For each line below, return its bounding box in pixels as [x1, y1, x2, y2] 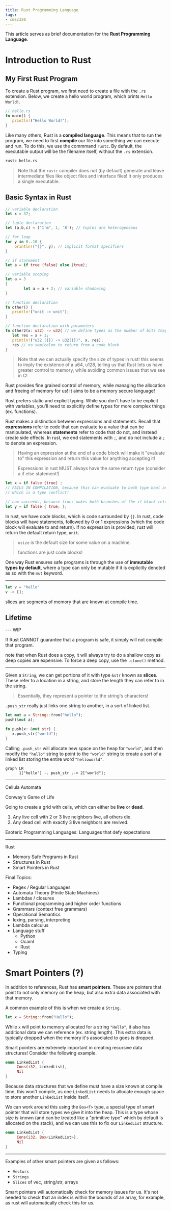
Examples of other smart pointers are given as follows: [5, 1158, 120, 1164]
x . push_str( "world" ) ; [12, 731, 58, 736]
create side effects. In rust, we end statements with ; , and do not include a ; [5, 434, 165, 441]
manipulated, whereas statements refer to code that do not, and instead [5, 429, 157, 435]
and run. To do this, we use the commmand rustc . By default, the [5, 143, 142, 149]
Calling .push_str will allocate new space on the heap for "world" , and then [5, 745, 163, 751]
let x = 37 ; [5, 211, 31, 217]
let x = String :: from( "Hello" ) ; [5, 1014, 74, 1020]
